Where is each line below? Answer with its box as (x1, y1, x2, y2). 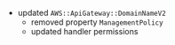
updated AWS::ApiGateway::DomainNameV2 (17, 8, 166, 18)
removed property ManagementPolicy (30, 17, 163, 27)
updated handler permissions (30, 26, 139, 36)
